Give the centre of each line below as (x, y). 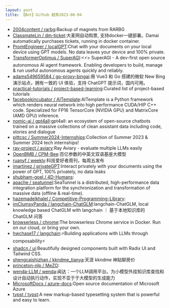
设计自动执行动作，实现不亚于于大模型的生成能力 (64, 277)
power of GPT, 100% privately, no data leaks (59, 172)
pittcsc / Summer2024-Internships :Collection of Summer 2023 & (80, 137)
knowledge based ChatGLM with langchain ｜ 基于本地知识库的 (79, 210)
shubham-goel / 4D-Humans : (43, 177)
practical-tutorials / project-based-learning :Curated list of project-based (88, 88)
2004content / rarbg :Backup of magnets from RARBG (69, 29)
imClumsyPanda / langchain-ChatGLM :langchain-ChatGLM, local (80, 204)
